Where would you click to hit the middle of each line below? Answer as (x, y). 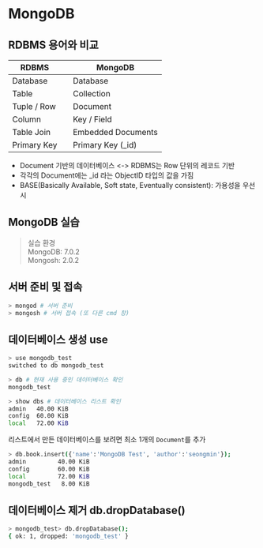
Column (27, 119)
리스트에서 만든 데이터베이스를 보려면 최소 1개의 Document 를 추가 (107, 440)
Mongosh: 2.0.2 (53, 260)
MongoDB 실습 (44, 222)
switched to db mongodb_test (56, 366)
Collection (91, 94)
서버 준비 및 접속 (45, 287)
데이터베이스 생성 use (58, 339)
